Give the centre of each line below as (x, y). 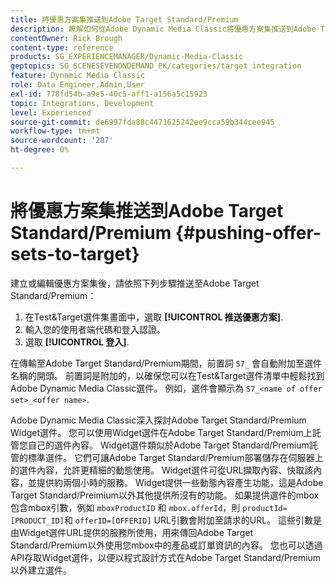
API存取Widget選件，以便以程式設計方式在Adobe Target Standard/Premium (166, 557)
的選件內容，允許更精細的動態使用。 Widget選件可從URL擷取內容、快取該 (162, 470)
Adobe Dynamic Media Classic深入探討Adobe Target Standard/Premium (158, 420)
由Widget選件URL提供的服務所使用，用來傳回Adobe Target (131, 532)
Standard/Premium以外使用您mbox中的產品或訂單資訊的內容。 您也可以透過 (166, 545)
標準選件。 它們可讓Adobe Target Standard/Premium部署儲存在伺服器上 (175, 457)
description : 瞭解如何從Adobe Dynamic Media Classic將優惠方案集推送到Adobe (163, 29)
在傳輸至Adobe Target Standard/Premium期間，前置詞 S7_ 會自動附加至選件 (166, 363)
